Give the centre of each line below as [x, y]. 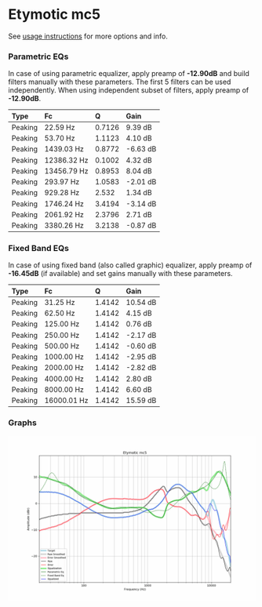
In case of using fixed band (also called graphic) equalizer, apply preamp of [130, 265]
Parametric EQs [38, 56]
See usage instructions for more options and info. [88, 36]
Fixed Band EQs [38, 248]
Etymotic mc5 [54, 15]
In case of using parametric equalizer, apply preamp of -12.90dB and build [129, 74]
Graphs [22, 423]
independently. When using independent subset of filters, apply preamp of [129, 90]
